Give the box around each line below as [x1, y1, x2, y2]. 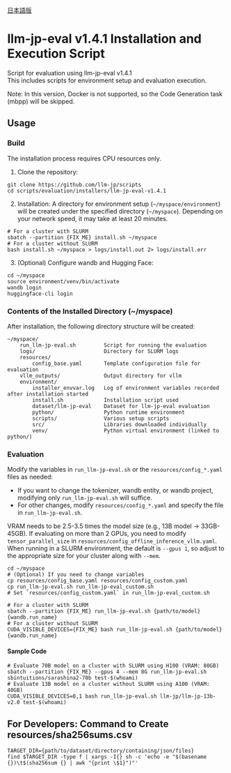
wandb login [7, 284, 42, 291]
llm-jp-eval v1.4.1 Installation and [7, 31, 202, 47]
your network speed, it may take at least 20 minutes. [17, 214, 168, 223]
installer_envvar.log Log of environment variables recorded [32, 384, 219, 391]
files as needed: [7, 473, 54, 481]
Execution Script [7, 46, 106, 61]
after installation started [7, 390, 89, 398]
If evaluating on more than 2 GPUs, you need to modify [29, 530, 186, 538]
